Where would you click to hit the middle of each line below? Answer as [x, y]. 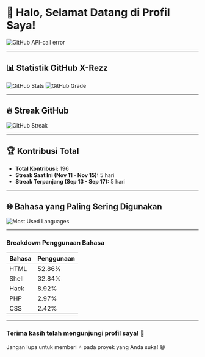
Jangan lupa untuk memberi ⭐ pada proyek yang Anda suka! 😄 [86, 347]
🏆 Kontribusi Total [43, 151]
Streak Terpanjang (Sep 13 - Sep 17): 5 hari [70, 182]
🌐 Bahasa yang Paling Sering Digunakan [85, 207]
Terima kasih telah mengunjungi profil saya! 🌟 [75, 333]
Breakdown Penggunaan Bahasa [56, 243]
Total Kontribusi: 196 [42, 169]
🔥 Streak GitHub [38, 111]
